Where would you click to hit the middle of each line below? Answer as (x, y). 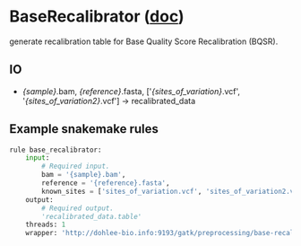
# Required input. (76, 167)
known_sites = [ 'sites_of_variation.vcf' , (122, 191)
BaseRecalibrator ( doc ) (97, 17)
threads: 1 (46, 225)
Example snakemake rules (84, 129)
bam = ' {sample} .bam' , (84, 175)
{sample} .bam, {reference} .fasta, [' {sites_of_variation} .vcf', (131, 91)
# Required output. (78, 208)
